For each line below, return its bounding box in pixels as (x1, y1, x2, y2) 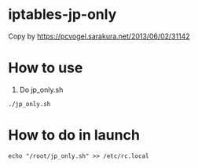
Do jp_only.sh (19, 85, 64, 94)
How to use (8, 59, 83, 77)
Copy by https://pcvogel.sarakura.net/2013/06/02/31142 (8, 31, 190, 41)
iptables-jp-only (8, 5, 117, 24)
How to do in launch (8, 126, 140, 144)
